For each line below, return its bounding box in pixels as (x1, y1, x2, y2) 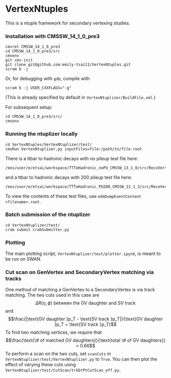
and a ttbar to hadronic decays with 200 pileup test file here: (5, 174, 132, 180)
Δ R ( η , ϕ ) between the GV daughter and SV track (35, 300, 136, 306)
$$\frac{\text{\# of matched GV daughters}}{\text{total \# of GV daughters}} (5, 337, 166, 343)
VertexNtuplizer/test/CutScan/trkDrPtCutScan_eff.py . (5, 367, 121, 373)
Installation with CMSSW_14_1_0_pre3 (5, 33, 100, 40)
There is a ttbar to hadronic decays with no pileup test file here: (5, 155, 138, 161)
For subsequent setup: (5, 104, 52, 110)
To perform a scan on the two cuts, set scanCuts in (5, 350, 111, 357)
